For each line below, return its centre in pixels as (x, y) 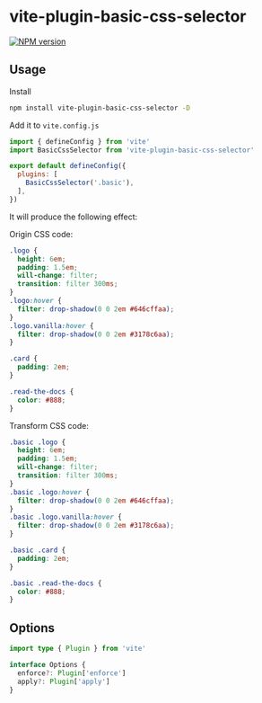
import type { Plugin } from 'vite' (78, 649)
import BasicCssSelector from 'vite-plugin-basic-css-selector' (132, 150)
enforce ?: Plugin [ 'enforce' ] (72, 673)
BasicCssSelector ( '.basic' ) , (80, 183)
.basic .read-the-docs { (56, 583)
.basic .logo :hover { (50, 492)
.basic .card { (38, 550)
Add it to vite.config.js (54, 125)
